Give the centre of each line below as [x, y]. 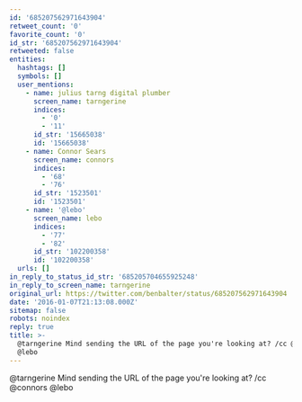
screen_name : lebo [67, 218]
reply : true [31, 327]
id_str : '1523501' [67, 193]
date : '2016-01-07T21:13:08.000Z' [74, 302]
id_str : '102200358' [71, 252]
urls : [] [34, 269]
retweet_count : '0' [46, 26]
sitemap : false [38, 310]
